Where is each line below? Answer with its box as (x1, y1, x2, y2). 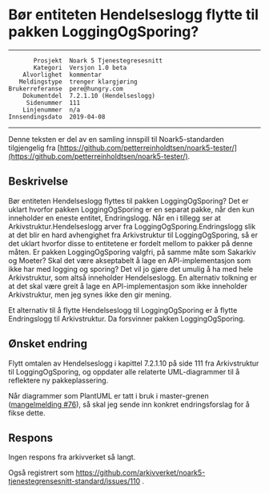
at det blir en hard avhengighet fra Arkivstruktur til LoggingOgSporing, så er (8, 230, 259, 240)
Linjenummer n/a (22, 106, 81, 114)
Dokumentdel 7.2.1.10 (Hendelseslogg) (22, 91, 156, 99)
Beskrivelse (8, 175, 69, 188)
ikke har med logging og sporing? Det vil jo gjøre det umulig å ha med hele (8, 264, 254, 273)
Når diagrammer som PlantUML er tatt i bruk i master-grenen (8, 391, 210, 400)
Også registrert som (8, 468, 74, 478)
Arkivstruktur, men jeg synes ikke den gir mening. (8, 290, 172, 299)
